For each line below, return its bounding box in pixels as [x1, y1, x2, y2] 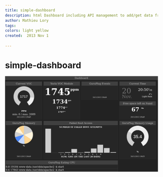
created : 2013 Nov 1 [5, 33, 49, 38]
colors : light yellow [5, 28, 49, 33]
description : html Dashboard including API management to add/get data [5, 13, 153, 18]
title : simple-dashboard [5, 8, 55, 13]
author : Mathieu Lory [5, 18, 49, 23]
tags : [5, 23, 16, 28]
